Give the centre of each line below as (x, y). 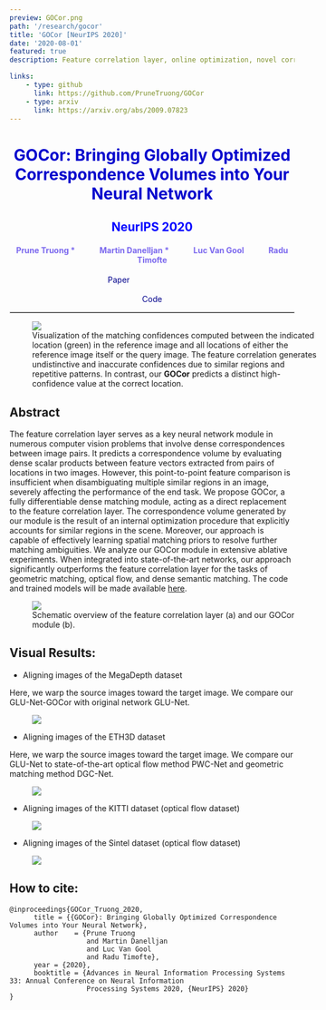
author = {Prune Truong (84, 933)
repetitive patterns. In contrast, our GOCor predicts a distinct (145, 374)
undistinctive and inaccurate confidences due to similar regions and (158, 365)
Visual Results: (53, 653)
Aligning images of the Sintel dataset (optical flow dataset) (132, 843)
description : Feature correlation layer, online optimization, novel (144, 60)
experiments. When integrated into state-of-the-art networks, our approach (150, 559)
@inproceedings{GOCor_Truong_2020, (77, 909)
